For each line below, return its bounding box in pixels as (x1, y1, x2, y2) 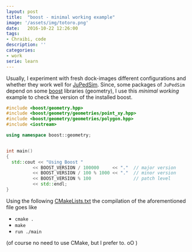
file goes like (6, 203, 37, 210)
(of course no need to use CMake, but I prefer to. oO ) (6, 239, 138, 246)
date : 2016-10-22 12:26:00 (6, 25, 78, 31)
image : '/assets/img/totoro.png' (6, 20, 89, 25)
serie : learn (6, 58, 39, 64)
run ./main (14, 229, 42, 235)
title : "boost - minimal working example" (6, 14, 116, 20)
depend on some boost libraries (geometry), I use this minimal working (6, 87, 180, 94)
